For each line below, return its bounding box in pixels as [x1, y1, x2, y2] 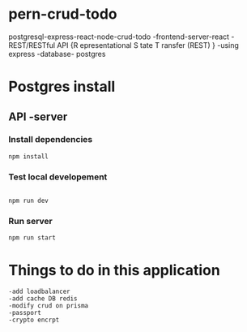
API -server [8, 110, 68, 123]
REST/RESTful [8, 40, 55, 50]
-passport [8, 309, 42, 317]
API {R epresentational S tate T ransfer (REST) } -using [56, 40, 239, 50]
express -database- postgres [8, 49, 106, 58]
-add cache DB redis [8, 295, 79, 303]
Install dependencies [8, 134, 93, 145]
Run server [8, 216, 53, 227]
